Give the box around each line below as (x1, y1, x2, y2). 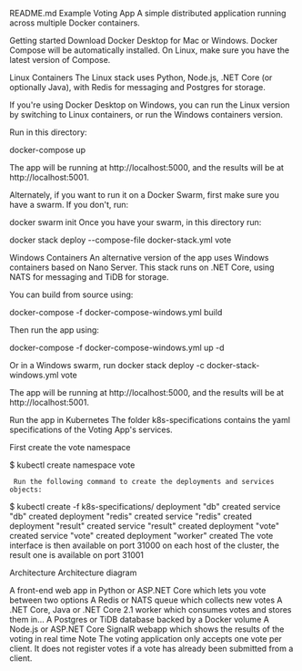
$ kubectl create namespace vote (9, 459, 136, 470)
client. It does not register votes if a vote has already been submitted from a (9, 643, 294, 654)
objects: (9, 485, 43, 494)
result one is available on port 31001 (9, 550, 144, 560)
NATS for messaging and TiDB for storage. (9, 272, 169, 282)
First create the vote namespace (9, 442, 131, 452)
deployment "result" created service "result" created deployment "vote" (9, 521, 280, 532)
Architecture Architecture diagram (9, 567, 137, 578)
